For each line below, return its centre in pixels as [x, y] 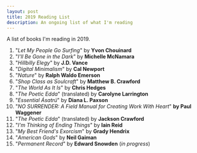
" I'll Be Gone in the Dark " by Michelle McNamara [75, 57]
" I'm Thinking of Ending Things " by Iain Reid [69, 125]
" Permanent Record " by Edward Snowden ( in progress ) [83, 144]
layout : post [23, 11]
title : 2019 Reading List [38, 17]
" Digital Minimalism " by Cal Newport [60, 69]
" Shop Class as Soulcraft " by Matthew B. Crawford [78, 81]
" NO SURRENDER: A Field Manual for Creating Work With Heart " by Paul [103, 107]
